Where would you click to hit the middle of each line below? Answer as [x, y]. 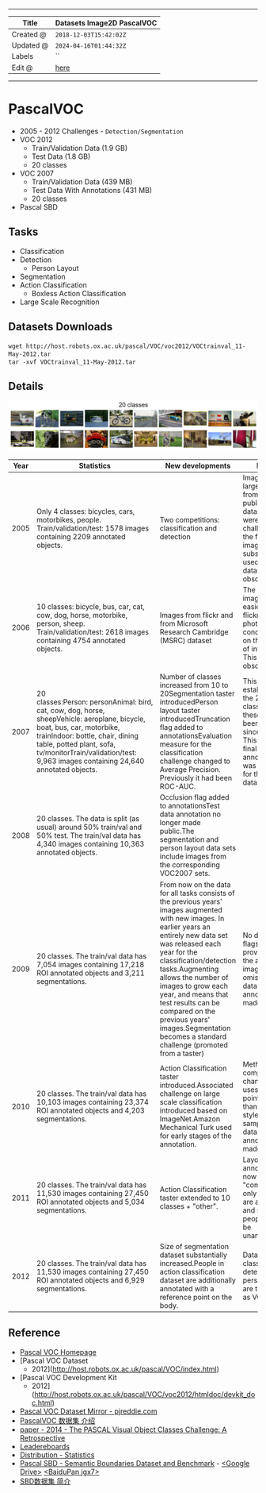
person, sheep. [61, 623]
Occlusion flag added [194, 797]
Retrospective [42, 1437]
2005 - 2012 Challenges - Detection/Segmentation [101, 131]
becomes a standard [193, 1036]
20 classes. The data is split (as [88, 818]
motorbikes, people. [69, 519]
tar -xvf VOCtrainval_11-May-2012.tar [72, 362]
